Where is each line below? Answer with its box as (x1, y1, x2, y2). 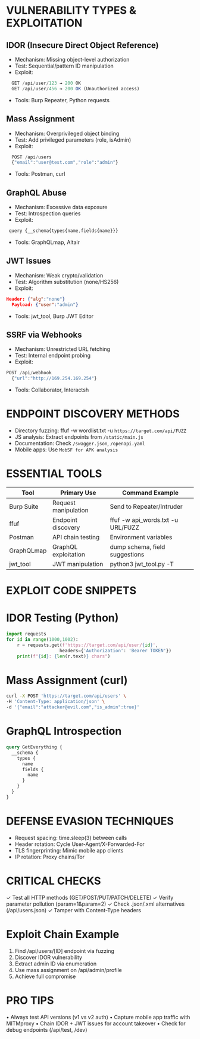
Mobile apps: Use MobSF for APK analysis (14, 446, 118, 453)
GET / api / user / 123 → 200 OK (11, 80, 82, 86)
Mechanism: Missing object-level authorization (14, 56, 130, 63)
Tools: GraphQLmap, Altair (14, 239, 80, 246)
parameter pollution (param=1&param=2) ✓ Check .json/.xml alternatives (6, 900, 185, 907)
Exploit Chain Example (6, 927, 120, 941)
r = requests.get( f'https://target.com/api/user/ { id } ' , (17, 642, 159, 648)
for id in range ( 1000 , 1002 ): (6, 637, 79, 643)
